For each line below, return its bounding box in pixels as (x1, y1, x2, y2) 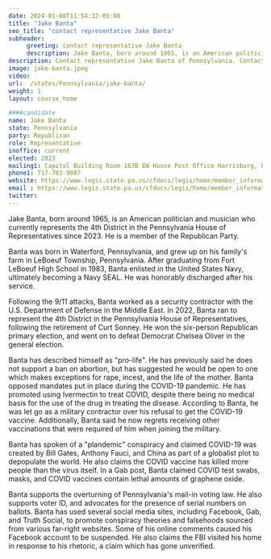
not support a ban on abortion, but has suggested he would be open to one (8, 364, 258, 373)
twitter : (8, 191, 38, 200)
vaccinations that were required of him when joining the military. (8, 423, 222, 433)
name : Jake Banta (8, 116, 67, 125)
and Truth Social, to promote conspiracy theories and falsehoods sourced (8, 515, 253, 525)
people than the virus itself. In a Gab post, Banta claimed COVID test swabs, (8, 465, 261, 475)
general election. (8, 339, 65, 349)
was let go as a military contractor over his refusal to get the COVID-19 (8, 406, 244, 416)
